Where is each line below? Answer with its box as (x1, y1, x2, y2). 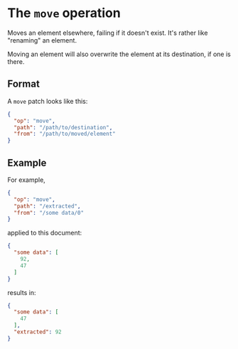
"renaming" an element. (7, 36, 77, 44)
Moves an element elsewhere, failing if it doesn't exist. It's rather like (7, 28, 208, 37)
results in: (7, 288, 36, 296)
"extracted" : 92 (13, 328, 62, 335)
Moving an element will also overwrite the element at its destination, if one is (7, 50, 231, 58)
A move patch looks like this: (7, 97, 88, 105)
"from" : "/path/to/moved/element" (13, 130, 116, 138)
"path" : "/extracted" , (13, 203, 81, 210)
